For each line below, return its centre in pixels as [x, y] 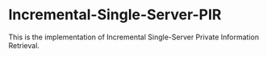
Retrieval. [24, 45]
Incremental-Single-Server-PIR [115, 15]
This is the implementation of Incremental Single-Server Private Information [134, 37]
